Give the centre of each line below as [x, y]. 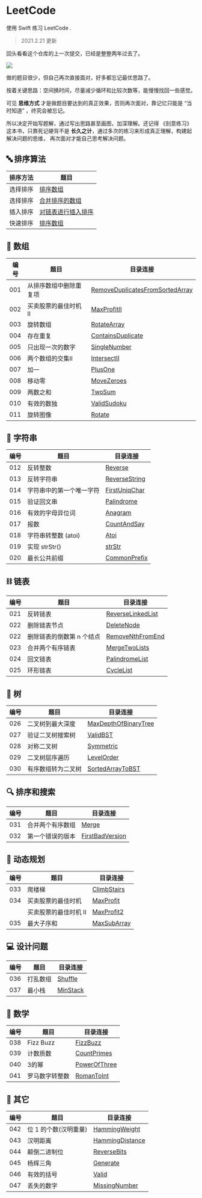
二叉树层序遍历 [49, 757]
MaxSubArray [112, 923]
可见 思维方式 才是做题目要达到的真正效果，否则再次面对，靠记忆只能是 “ [96, 103]
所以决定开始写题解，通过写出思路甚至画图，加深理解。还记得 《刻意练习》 [99, 123]
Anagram [118, 513]
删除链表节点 [46, 625]
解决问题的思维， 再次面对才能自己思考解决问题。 [68, 138]
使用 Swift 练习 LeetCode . [39, 28]
